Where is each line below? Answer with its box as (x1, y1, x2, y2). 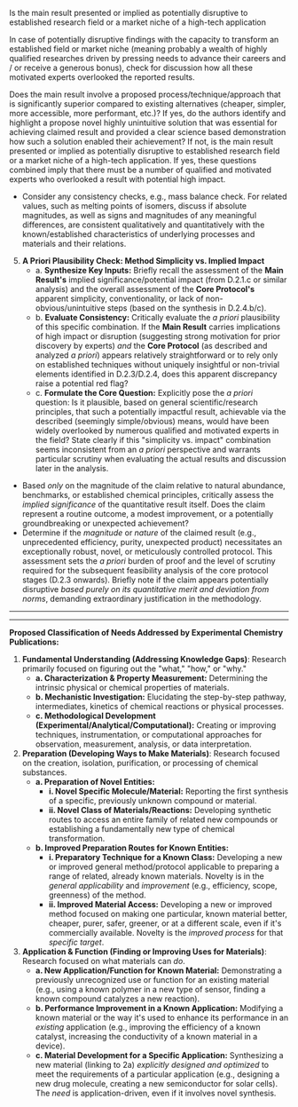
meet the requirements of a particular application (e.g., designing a (35, 1069, 280, 1079)
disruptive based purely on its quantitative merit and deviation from (21, 584, 270, 594)
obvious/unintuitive (35, 303, 106, 313)
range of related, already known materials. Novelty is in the (48, 871, 264, 882)
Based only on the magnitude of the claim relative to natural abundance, (21, 480, 286, 491)
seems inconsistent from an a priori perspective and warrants (35, 444, 262, 455)
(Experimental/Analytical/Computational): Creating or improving (35, 720, 277, 731)
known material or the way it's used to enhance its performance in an (35, 1012, 289, 1023)
